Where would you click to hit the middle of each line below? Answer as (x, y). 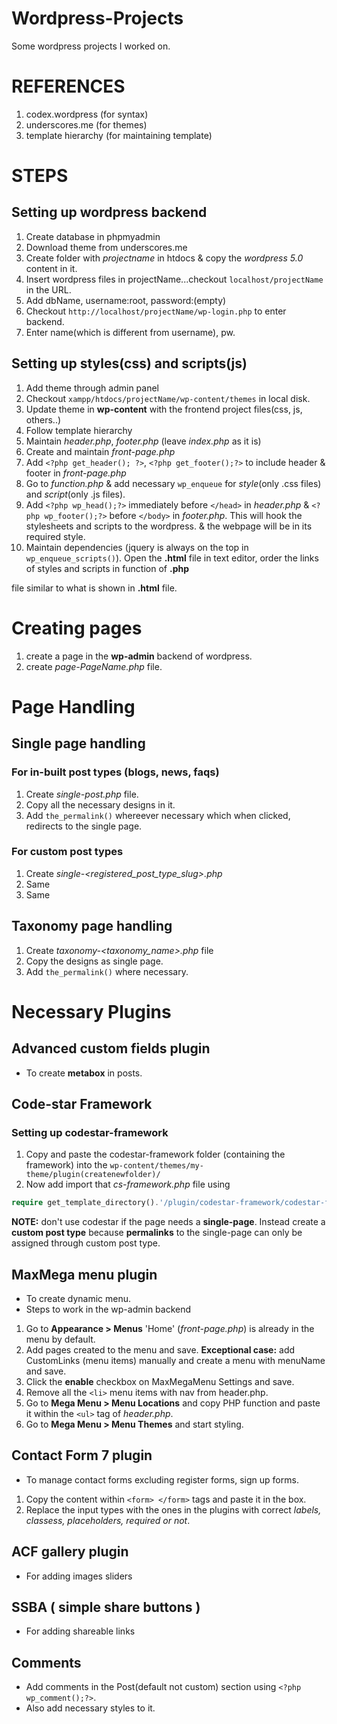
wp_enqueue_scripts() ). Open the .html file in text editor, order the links (172, 558)
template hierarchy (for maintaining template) (119, 135)
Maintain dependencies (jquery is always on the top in (137, 547)
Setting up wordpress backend (109, 212)
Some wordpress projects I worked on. (91, 46)
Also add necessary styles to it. (90, 1708)
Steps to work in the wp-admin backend (108, 1309)
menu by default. (60, 1339)
